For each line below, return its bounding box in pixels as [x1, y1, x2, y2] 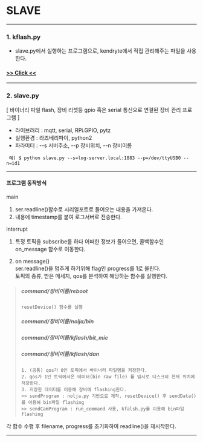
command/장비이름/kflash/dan [21, 351, 100, 358]
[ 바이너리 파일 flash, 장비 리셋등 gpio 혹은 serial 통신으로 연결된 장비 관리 [6, 106, 181, 113]
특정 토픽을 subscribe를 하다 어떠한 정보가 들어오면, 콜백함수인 [14, 237, 164, 245]
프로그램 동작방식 [6, 179, 47, 186]
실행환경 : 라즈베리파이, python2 [14, 134, 92, 141]
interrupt [6, 225, 28, 233]
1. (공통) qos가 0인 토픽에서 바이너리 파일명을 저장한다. [21, 367, 148, 373]
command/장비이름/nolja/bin [21, 317, 94, 325]
